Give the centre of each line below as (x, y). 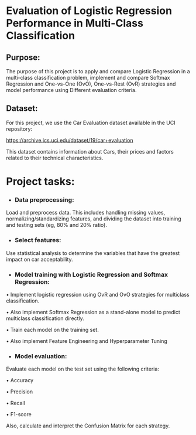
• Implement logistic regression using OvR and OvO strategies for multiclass (98, 294)
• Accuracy (20, 380)
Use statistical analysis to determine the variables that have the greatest (93, 253)
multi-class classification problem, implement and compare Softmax (88, 78)
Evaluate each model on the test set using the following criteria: (83, 369)
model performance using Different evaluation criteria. (71, 90)
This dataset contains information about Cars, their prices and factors (90, 151)
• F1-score (19, 414)
